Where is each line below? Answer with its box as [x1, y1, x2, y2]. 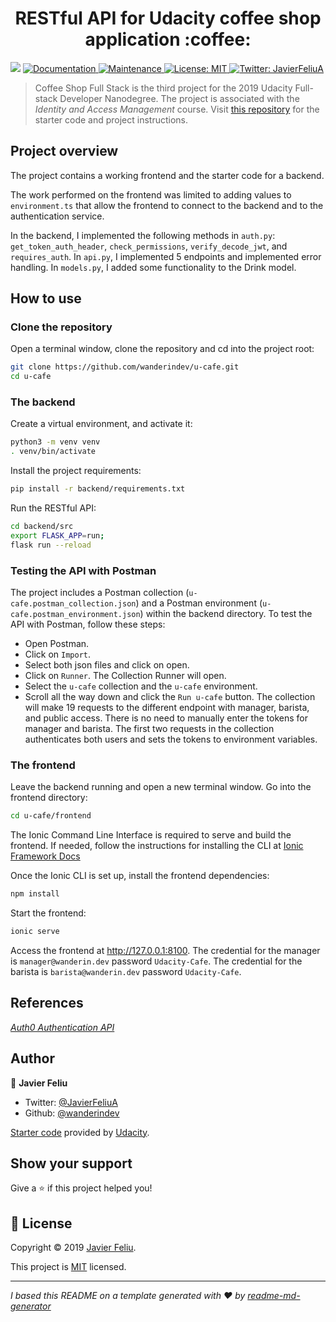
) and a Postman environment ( [135, 597, 263, 609]
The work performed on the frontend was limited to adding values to [10, 188, 292, 201]
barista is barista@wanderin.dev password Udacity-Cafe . [10, 965, 242, 977]
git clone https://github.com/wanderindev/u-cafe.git [10, 362, 240, 372]
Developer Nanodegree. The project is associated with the [59, 92, 300, 104]
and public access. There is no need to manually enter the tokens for [24, 712, 308, 724]
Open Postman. [24, 638, 90, 650]
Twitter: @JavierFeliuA [24, 1096, 118, 1108]
